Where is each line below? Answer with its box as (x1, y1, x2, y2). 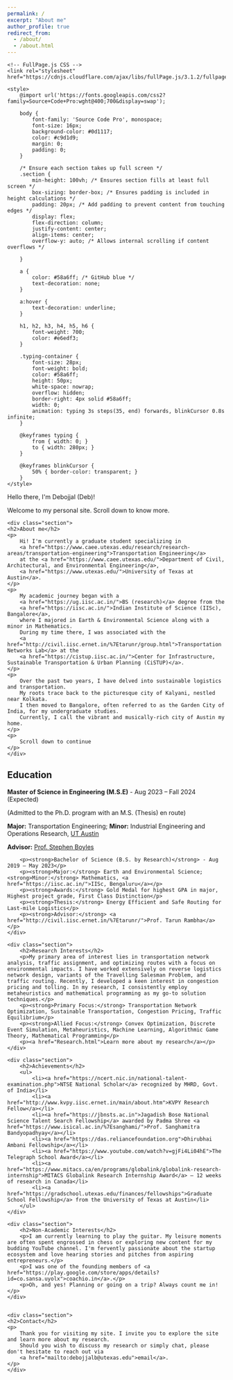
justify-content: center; (32, 226, 107, 233)
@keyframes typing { (19, 432, 79, 439)
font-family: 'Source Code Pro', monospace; (32, 116, 163, 123)
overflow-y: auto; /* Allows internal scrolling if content (32, 237, 209, 244)
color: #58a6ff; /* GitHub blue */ (32, 274, 135, 281)
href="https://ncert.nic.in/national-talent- (53, 1075, 188, 1082)
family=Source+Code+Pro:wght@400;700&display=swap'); (7, 98, 166, 105)
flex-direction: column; (32, 219, 104, 226)
